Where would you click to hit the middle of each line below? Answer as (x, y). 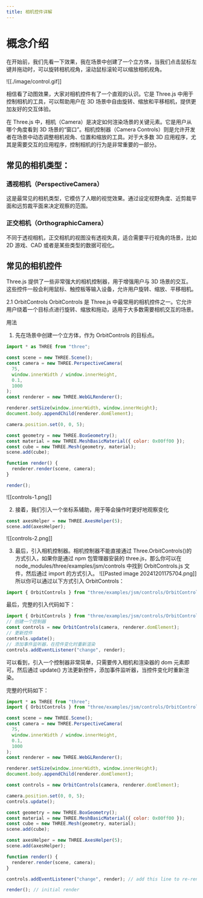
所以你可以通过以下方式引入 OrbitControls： (70, 581)
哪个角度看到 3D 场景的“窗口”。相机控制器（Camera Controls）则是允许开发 (101, 129)
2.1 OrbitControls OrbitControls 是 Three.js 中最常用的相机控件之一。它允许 (99, 302)
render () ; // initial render (43, 890)
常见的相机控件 (34, 266)
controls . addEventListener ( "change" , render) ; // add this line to (93, 879)
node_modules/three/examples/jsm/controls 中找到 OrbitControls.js (99, 566)
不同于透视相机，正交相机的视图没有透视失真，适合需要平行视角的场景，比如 (101, 237)
